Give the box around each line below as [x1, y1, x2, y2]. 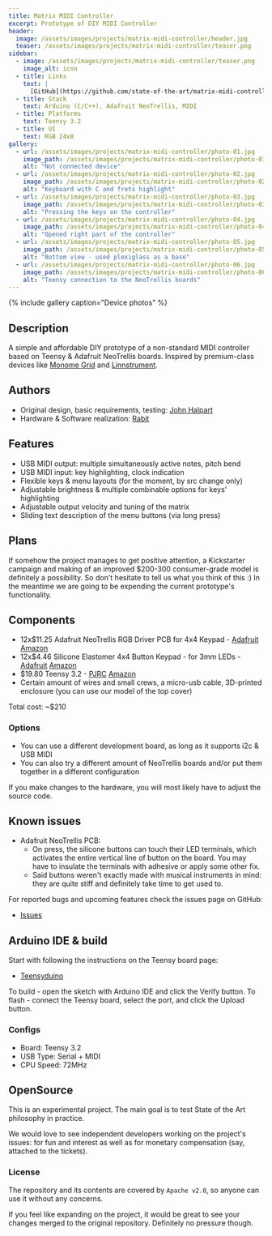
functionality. [8, 589, 53, 600]
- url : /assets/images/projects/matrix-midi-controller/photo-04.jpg [15, 216, 255, 224]
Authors [8, 383, 51, 397]
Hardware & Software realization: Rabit [19, 413, 150, 423]
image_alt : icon [23, 65, 79, 73]
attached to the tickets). [8, 1146, 88, 1156]
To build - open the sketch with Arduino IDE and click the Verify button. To [8, 986, 256, 997]
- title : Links [15, 72, 67, 80]
